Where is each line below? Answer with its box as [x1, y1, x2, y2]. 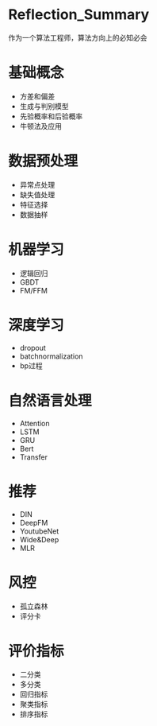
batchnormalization [19, 351, 83, 361]
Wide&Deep [19, 534, 59, 544]
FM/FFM [19, 285, 48, 295]
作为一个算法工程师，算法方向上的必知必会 [8, 33, 147, 42]
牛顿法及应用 [19, 121, 62, 130]
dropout [19, 343, 46, 352]
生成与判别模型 [19, 101, 69, 111]
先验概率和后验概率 [19, 111, 83, 121]
